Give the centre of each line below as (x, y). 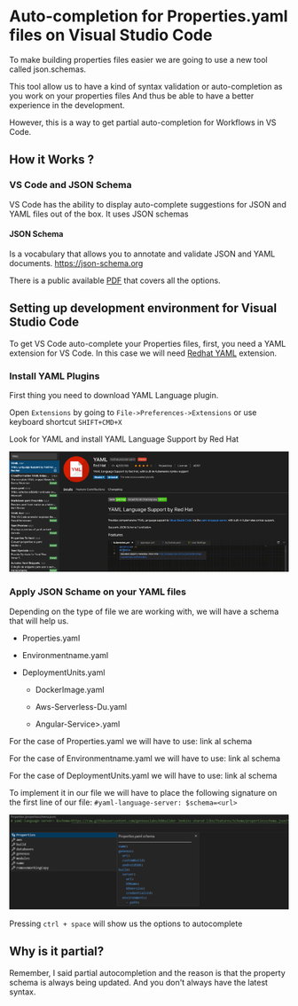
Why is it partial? (57, 951)
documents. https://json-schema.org (76, 263)
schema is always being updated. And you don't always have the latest (139, 982)
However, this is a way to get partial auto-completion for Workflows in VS (143, 122)
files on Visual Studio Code (111, 35)
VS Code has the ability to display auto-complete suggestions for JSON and (148, 204)
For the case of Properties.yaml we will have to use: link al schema (131, 741)
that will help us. (39, 621)
